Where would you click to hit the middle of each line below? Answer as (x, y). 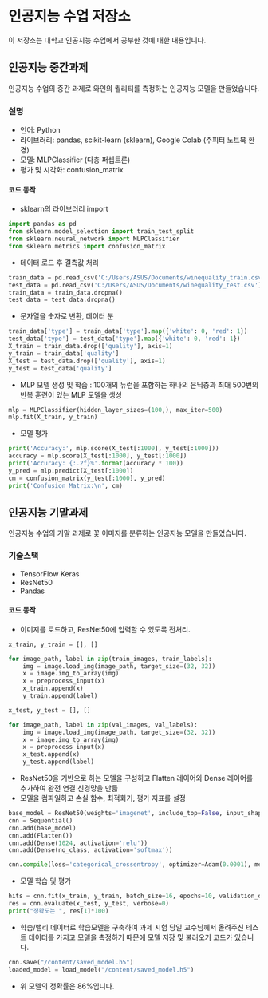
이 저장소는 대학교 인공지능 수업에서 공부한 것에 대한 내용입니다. (107, 40)
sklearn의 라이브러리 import (64, 209)
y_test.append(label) (58, 762)
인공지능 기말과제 (48, 512)
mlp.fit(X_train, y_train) (53, 417)
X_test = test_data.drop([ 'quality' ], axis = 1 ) (87, 361)
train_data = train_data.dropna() (66, 292)
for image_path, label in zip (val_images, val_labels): (103, 725)
